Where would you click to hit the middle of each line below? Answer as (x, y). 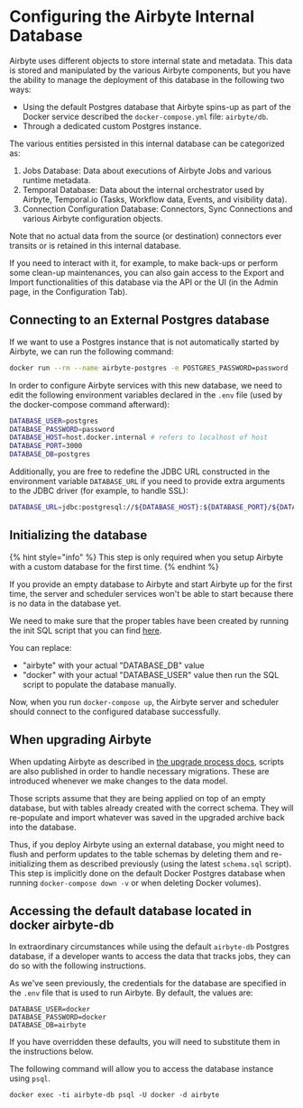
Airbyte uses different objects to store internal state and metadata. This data (151, 60)
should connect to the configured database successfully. (115, 711)
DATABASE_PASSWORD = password (62, 429)
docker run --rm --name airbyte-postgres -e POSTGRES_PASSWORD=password (149, 368)
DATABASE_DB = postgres (50, 454)
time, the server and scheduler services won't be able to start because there (151, 593)
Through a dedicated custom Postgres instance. (112, 126)
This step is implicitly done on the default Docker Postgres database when (147, 873)
